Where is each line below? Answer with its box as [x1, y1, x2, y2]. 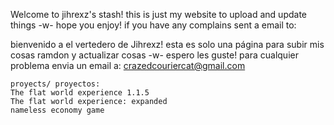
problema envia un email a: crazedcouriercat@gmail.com [10, 60, 246, 71]
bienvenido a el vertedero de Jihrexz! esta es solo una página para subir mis [10, 39, 325, 50]
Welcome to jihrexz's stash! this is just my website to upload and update [10, 9, 307, 20]
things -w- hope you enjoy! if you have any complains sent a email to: [10, 19, 297, 31]
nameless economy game [10, 105, 105, 115]
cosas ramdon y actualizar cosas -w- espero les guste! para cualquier [10, 49, 299, 61]
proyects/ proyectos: [10, 79, 101, 89]
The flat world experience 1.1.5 [10, 88, 150, 98]
